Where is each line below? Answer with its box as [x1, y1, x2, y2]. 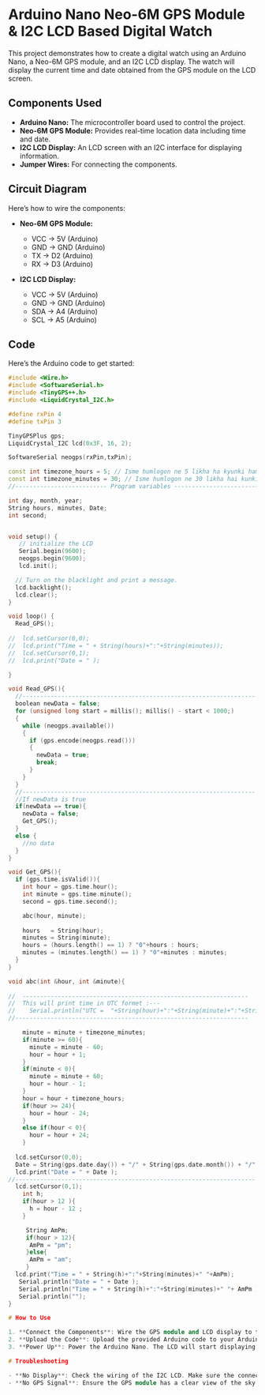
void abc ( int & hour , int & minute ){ [8, 977, 125, 985]
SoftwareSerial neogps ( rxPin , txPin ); [8, 453, 132, 461]
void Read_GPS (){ [8, 685, 65, 693]
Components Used [8, 96, 103, 110]
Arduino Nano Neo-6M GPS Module [8, 6, 246, 24]
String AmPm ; [25, 1226, 69, 1234]
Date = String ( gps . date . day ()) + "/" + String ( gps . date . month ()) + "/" [15, 1160, 256, 1168]
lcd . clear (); [15, 591, 58, 599]
